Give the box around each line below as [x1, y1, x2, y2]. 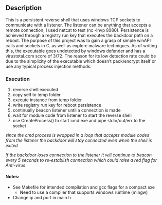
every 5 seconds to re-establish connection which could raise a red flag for [5, 157, 157, 163]
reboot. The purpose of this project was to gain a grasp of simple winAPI [5, 37, 151, 43]
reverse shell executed [12, 87, 58, 93]
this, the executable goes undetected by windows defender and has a [5, 48, 145, 54]
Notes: [5, 173, 20, 179]
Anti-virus [5, 163, 26, 168]
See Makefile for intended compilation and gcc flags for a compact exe [12, 185, 155, 190]
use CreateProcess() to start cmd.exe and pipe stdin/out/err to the [12, 118, 145, 124]
